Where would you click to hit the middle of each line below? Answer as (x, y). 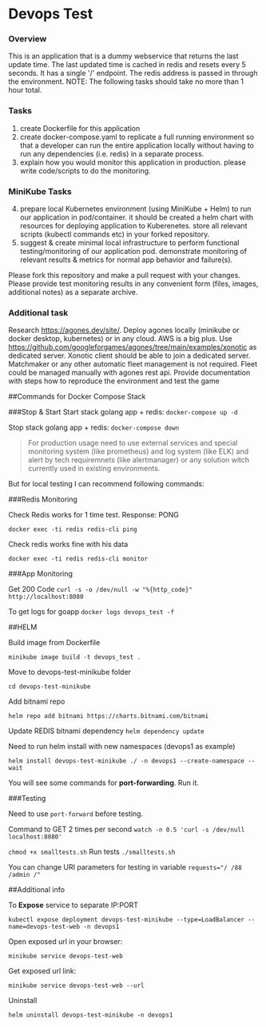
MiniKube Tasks (40, 191)
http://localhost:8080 (46, 597)
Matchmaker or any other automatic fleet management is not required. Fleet (133, 364)
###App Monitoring (41, 574)
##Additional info (37, 890)
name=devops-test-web (44, 927)
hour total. (25, 90)
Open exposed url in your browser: (66, 942)
